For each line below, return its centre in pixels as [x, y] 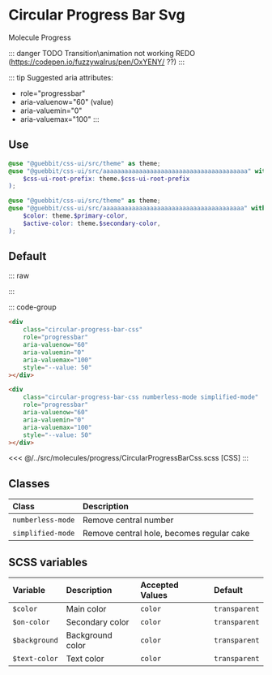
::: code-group [32, 307]
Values [154, 595]
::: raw [19, 276]
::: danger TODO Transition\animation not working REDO [102, 53]
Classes [29, 484]
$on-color [31, 622]
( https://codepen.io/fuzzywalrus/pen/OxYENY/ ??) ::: [96, 62]
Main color [86, 609]
